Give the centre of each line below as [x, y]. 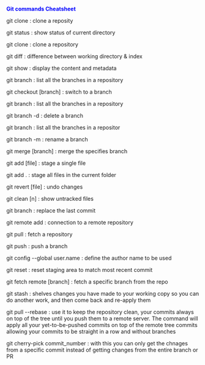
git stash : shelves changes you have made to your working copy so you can [103, 294]
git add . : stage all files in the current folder [61, 175]
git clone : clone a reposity [40, 21]
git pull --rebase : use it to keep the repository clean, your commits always [100, 312]
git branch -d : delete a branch [45, 115]
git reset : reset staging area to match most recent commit [80, 270]
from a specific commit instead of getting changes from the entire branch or [102, 350]
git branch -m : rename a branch [47, 139]
